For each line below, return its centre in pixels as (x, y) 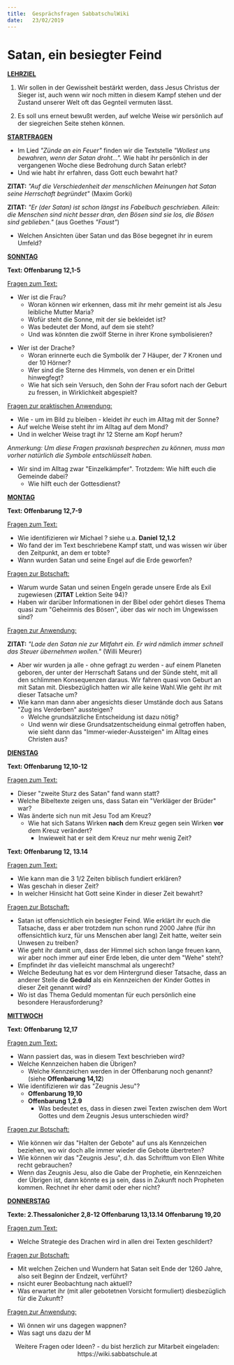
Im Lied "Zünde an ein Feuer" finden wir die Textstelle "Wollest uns (114, 150)
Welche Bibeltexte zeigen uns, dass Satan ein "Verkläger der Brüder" (117, 801)
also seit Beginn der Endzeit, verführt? (72, 1276)
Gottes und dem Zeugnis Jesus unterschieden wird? (113, 1116)
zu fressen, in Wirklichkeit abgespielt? (82, 393)
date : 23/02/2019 (36, 20)
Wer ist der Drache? (46, 348)
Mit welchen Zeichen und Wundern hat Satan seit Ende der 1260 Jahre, (120, 1269)
